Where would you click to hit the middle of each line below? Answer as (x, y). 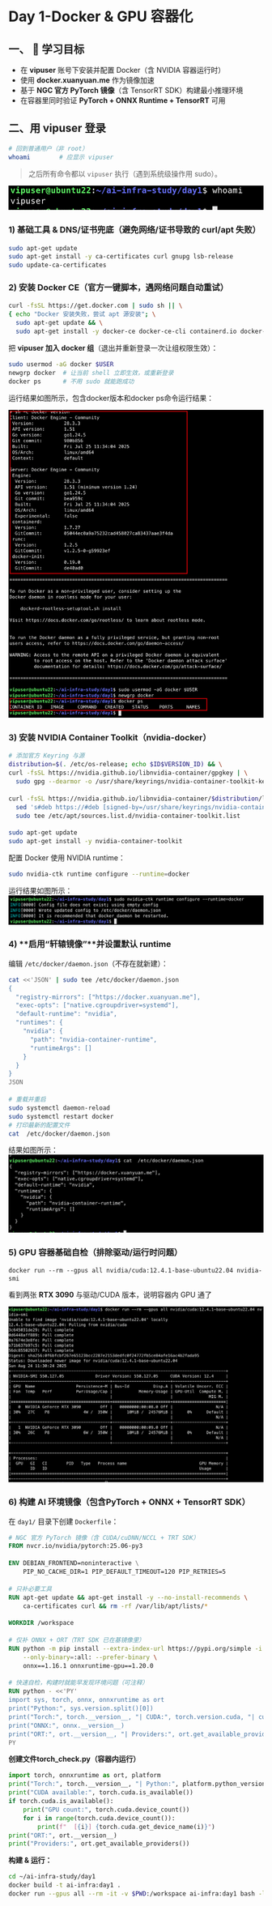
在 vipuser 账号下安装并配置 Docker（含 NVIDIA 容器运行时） (122, 70)
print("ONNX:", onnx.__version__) (67, 1725)
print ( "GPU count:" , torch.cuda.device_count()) (106, 1810)
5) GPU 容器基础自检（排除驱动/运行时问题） (96, 1252)
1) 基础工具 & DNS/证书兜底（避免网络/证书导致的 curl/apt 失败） (135, 230)
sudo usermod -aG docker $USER (61, 364)
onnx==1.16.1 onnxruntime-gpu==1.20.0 (88, 1665)
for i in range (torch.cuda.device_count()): (99, 1818)
